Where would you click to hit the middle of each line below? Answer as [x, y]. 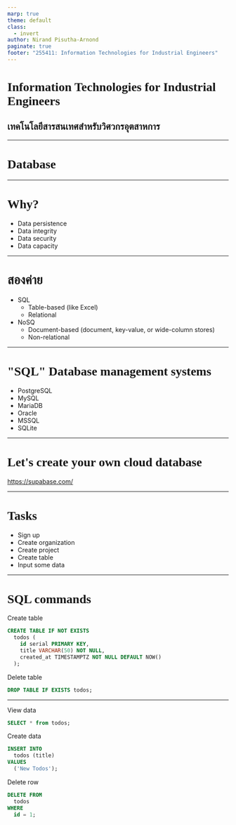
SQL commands [49, 599]
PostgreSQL [35, 390]
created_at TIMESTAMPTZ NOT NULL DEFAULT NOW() [91, 657]
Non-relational [49, 337]
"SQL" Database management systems [110, 371]
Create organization [46, 542]
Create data [24, 736]
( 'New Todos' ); [36, 769]
